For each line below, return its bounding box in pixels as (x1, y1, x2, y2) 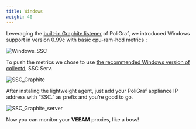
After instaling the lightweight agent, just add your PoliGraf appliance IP (6, 87, 178, 94)
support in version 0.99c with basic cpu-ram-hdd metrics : (6, 36, 147, 43)
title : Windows (6, 8, 43, 15)
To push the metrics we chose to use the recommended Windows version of (6, 59, 190, 66)
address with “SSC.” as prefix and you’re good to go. (6, 94, 133, 101)
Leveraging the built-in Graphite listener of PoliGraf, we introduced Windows (6, 30, 190, 37)
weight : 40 (6, 14, 33, 20)
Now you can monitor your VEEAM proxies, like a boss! (6, 116, 139, 123)
